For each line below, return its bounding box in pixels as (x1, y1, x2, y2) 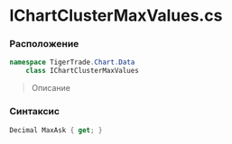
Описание (31, 83, 70, 94)
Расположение (9, 38, 79, 50)
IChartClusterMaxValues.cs (9, 5, 223, 26)
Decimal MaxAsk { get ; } (9, 125, 103, 135)
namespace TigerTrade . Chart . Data (9, 58, 135, 67)
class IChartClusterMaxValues (25, 67, 140, 76)
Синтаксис (9, 105, 60, 118)
